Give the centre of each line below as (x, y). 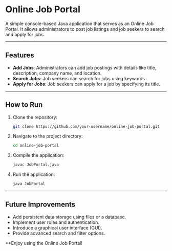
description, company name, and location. (57, 73)
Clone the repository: (35, 117)
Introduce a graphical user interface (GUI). (57, 227)
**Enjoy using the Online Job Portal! (44, 243)
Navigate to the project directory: (48, 136)
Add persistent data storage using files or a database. (69, 217)
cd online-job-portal (36, 146)
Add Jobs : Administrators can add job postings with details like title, (84, 67)
